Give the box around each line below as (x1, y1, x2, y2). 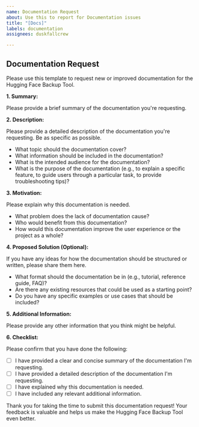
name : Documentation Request (6, 8, 79, 15)
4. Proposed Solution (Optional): (6, 243, 89, 250)
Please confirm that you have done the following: (6, 345, 128, 352)
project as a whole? (14, 232, 64, 239)
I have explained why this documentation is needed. (14, 383, 144, 391)
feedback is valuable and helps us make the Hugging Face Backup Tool (6, 408, 183, 416)
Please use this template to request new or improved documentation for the (6, 75, 194, 82)
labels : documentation (6, 25, 63, 32)
